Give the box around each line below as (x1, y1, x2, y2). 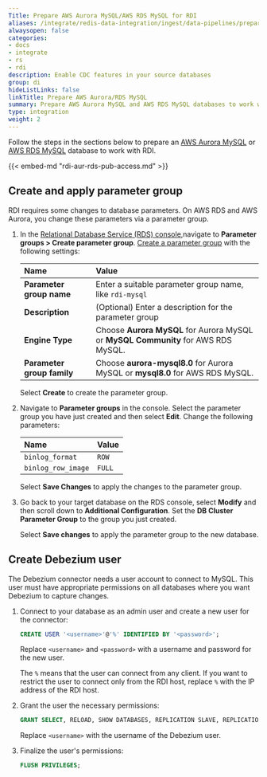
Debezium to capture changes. (8, 591, 110, 600)
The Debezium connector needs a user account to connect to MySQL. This (8, 574, 254, 583)
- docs (8, 41, 30, 49)
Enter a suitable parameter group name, (95, 278, 244, 289)
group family (23, 367, 74, 379)
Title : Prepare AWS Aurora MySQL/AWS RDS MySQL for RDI (8, 11, 197, 20)
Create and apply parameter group (8, 184, 183, 198)
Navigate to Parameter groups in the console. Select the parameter (19, 403, 241, 413)
